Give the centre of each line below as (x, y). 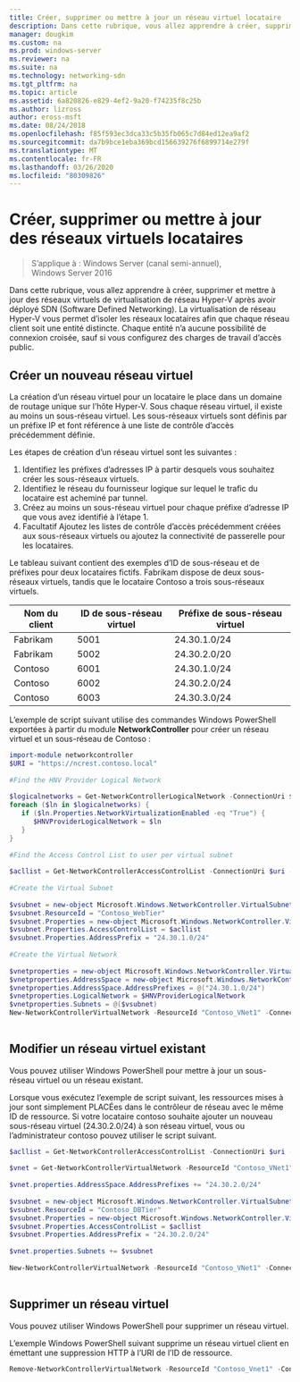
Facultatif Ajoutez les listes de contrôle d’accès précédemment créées (151, 527)
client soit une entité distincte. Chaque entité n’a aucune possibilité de (138, 328)
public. (22, 347)
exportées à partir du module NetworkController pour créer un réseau (139, 729)
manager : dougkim (42, 34)
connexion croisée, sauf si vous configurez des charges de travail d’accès (146, 338)
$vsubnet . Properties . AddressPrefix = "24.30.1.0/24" (109, 938)
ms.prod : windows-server (55, 51)
